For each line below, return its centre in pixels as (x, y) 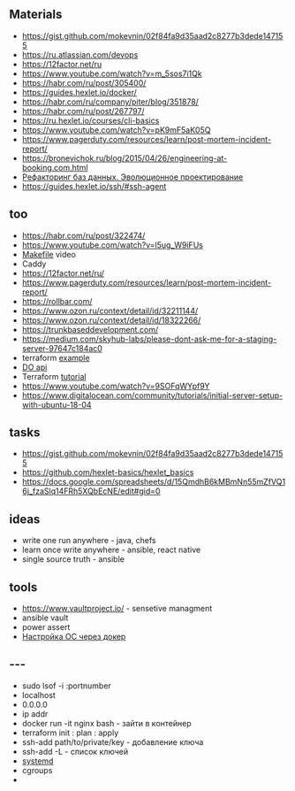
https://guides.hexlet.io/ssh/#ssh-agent (94, 186)
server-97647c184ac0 (62, 348)
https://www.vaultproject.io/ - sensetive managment (117, 609)
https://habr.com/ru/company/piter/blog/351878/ (110, 102)
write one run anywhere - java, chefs (89, 541)
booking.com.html (55, 167)
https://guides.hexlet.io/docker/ (79, 92)
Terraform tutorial (54, 376)
